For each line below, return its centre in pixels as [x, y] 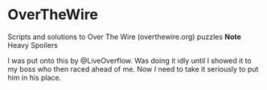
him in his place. [35, 77]
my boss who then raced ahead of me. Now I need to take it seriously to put [133, 68]
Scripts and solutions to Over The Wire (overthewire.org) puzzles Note [125, 37]
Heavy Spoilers [33, 45]
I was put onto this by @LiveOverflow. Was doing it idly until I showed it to [130, 61]
